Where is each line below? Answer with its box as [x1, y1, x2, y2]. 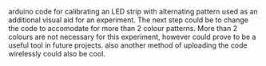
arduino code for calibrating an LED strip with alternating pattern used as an [8, 7, 258, 16]
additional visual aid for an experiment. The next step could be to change [8, 15, 249, 25]
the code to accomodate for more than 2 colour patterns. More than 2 [8, 24, 238, 33]
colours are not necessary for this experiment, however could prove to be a [8, 32, 256, 41]
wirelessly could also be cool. [8, 49, 106, 58]
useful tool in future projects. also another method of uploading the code [8, 41, 248, 50]
